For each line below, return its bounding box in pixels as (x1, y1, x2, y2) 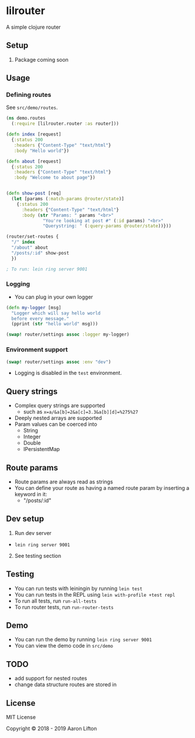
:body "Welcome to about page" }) (13, 175, 95, 181)
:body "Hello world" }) (13, 148, 69, 154)
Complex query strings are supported (14, 402, 105, 409)
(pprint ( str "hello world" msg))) (11, 321, 98, 327)
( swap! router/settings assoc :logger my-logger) (6, 331, 130, 338)
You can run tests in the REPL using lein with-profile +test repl (14, 591, 176, 598)
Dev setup (6, 514, 45, 524)
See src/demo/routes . (6, 104, 58, 111)
